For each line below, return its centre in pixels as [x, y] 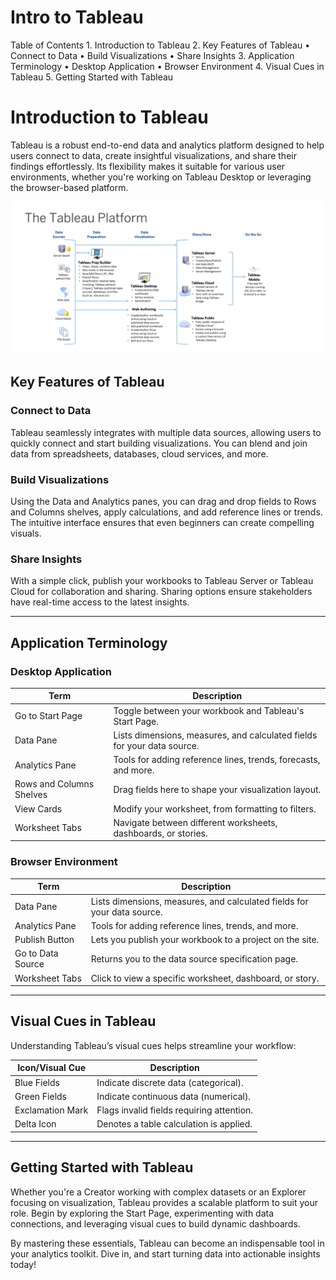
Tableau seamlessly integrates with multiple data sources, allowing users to [166, 432]
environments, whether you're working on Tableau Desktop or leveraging [161, 177]
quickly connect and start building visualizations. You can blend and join [159, 443]
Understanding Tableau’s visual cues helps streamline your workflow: [153, 1045]
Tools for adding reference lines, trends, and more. [194, 925]
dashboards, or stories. [160, 833]
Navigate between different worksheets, [195, 822]
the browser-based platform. [69, 187]
